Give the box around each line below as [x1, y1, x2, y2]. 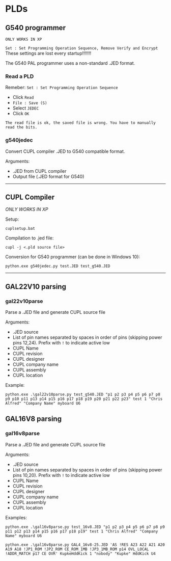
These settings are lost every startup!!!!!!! [5, 50, 92, 56]
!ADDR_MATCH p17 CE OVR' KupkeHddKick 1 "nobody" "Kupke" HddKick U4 [5, 551, 156, 556]
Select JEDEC [12, 105, 39, 111]
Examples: [5, 514, 27, 520]
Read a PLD [5, 72, 34, 79]
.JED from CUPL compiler [12, 168, 67, 174]
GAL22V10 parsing [5, 282, 66, 291]
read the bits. [5, 125, 38, 130]
